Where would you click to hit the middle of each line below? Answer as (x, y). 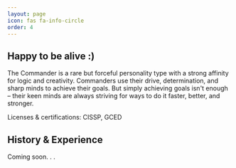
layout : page (27, 14)
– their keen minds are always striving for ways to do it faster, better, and (114, 96)
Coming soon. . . (31, 157)
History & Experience (55, 140)
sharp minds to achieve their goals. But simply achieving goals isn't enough (118, 88)
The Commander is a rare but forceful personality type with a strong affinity (118, 73)
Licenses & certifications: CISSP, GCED (65, 117)
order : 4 (20, 27)
